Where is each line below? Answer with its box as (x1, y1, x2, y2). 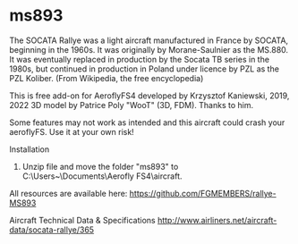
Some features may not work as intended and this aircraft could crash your (9, 117, 285, 128)
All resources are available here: (9, 188, 128, 198)
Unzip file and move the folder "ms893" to (21, 161, 179, 172)
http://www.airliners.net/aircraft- (157, 215, 277, 225)
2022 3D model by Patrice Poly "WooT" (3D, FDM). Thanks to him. (9, 99, 254, 110)
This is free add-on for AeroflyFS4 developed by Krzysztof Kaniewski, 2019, (9, 90, 290, 101)
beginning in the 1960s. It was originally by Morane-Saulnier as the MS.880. (9, 44, 289, 55)
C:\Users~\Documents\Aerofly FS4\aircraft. (21, 171, 183, 181)
